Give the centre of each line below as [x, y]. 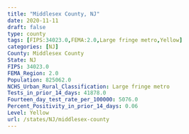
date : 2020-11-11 [33, 21]
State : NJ [22, 60]
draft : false [27, 27]
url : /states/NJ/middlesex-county [59, 119]
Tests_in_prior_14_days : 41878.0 [57, 93]
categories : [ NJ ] [33, 47]
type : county [27, 34]
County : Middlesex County [45, 54]
